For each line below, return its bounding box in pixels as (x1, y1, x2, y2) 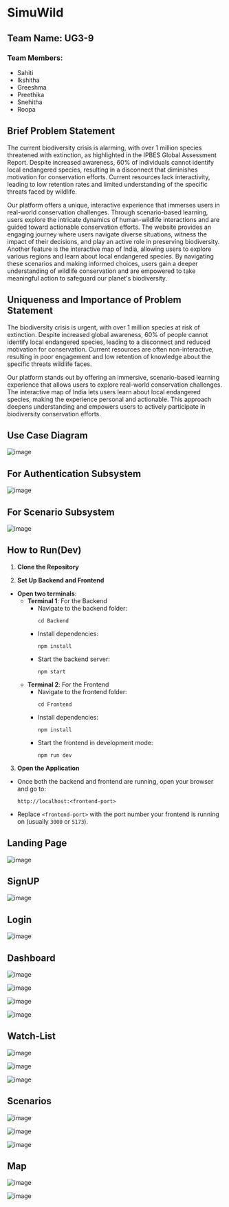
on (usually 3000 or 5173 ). (17, 817, 88, 825)
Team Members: (7, 53, 63, 63)
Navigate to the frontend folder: (37, 687, 127, 696)
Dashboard (7, 952, 56, 964)
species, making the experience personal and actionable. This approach (7, 395, 212, 403)
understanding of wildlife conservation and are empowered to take (7, 267, 196, 275)
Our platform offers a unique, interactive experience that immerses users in (7, 201, 220, 209)
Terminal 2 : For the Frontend (27, 680, 109, 689)
